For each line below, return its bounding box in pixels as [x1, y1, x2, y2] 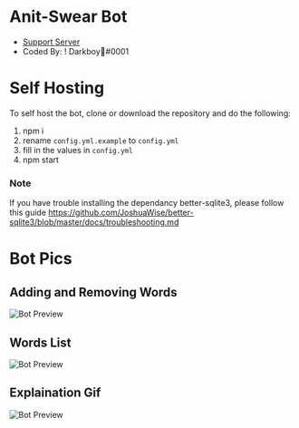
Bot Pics [9, 248, 72, 269]
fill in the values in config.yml [22, 144, 133, 155]
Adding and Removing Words [9, 284, 178, 300]
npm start [22, 154, 59, 165]
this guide [9, 207, 47, 219]
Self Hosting [9, 78, 105, 99]
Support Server [22, 36, 81, 47]
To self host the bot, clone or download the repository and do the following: [9, 107, 292, 119]
